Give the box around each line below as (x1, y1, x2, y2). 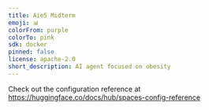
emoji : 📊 (8, 19, 39, 27)
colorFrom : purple (8, 26, 69, 34)
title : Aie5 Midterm (8, 11, 77, 20)
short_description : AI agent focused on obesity (8, 63, 171, 71)
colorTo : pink (8, 33, 55, 42)
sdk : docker (8, 41, 47, 49)
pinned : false (8, 48, 55, 56)
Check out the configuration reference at (8, 84, 141, 93)
